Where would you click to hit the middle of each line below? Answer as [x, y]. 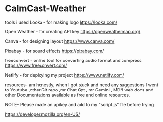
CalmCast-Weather [46, 9]
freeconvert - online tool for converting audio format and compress [73, 60]
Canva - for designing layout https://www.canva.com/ [60, 41]
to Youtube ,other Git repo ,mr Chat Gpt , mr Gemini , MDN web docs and [79, 90]
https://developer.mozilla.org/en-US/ [42, 114]
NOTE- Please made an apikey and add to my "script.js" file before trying [80, 104]
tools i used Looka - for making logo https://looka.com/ [61, 22]
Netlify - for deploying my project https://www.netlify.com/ [65, 75]
